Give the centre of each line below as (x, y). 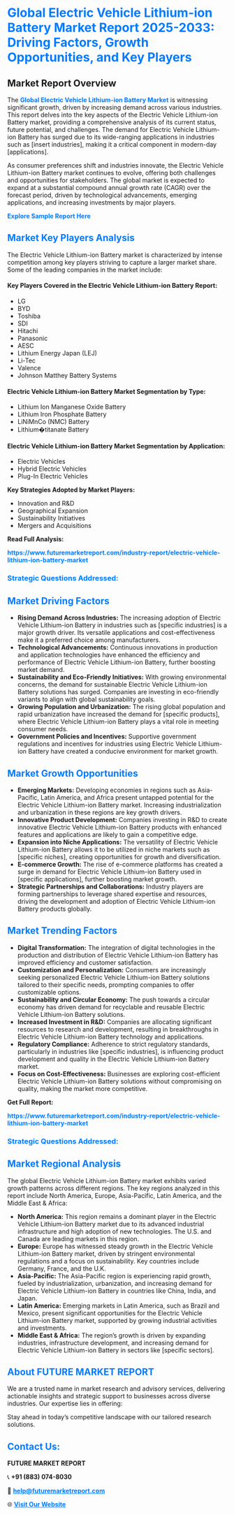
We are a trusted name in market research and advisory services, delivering (116, 1389)
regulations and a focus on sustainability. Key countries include (108, 1261)
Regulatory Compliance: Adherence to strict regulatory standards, (114, 1044)
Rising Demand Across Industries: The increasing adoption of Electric (119, 618)
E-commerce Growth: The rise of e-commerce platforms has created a (120, 864)
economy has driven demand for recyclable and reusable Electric (111, 1007)
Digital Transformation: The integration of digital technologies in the (116, 947)
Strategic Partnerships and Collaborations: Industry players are (110, 886)
